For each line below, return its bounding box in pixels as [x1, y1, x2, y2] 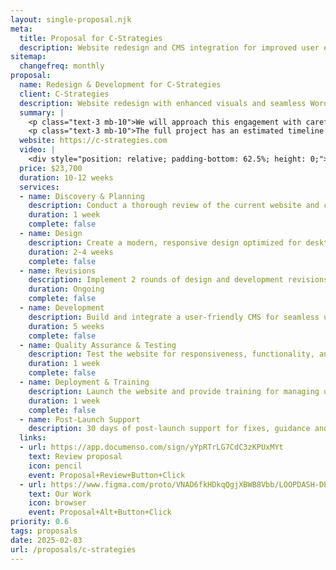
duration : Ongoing [28, 284, 105, 295]
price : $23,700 [19, 163, 83, 173]
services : [19, 182, 60, 192]
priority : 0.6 [10, 517, 70, 527]
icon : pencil [28, 461, 83, 471]
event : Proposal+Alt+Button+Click [28, 507, 172, 518]
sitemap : [10, 52, 47, 62]
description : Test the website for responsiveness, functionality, [28, 349, 315, 360]
